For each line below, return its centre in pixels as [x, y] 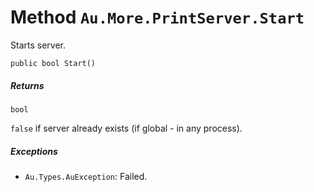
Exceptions [34, 151]
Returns [27, 85]
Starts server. [38, 45]
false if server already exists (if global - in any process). [126, 128]
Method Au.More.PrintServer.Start [157, 17]
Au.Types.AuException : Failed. [86, 176]
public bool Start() [53, 63]
